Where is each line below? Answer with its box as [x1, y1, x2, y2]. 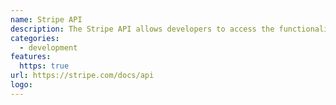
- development [19, 42, 78, 53]
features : [10, 52, 52, 62]
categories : [10, 33, 60, 43]
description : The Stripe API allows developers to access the [10, 24, 275, 34]
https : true [19, 61, 70, 71]
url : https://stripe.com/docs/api [10, 71, 155, 81]
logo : [10, 80, 33, 90]
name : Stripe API [10, 14, 83, 25]
